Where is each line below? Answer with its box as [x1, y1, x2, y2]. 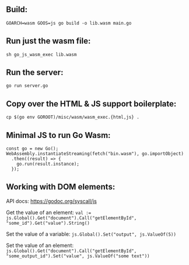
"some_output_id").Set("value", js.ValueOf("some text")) [6, 253, 150, 259]
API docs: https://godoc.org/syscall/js [6, 197, 97, 204]
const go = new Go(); [6, 146, 59, 152]
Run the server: [6, 67, 64, 78]
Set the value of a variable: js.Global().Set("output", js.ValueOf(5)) [6, 230, 177, 238]
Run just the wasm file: [6, 36, 91, 46]
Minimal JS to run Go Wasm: [6, 130, 111, 140]
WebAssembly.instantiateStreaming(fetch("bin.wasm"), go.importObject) [6, 151, 184, 157]
